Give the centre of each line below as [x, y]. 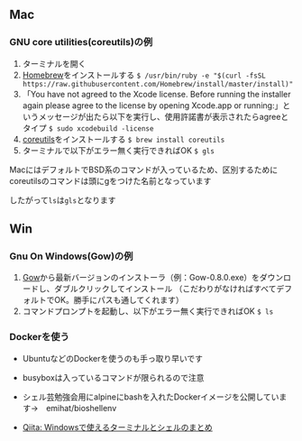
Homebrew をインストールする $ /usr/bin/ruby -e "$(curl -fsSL [144, 75]
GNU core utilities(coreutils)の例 [81, 42]
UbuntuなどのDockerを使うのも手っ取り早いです [113, 358]
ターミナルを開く [54, 63]
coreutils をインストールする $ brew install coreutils [124, 139]
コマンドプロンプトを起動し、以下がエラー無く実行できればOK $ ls [148, 311]
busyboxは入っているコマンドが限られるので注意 [113, 377]
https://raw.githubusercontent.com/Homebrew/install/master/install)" [158, 84]
